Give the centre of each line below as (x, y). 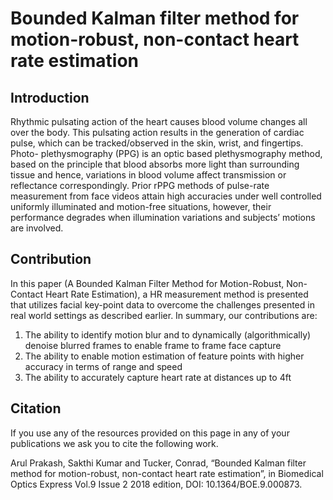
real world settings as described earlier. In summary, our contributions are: (164, 315)
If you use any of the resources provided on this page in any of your (150, 433)
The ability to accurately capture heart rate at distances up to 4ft (158, 377)
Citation (36, 408)
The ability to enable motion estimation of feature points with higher (164, 356)
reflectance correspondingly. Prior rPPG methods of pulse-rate (140, 185)
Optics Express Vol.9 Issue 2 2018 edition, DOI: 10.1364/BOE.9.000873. (156, 484)
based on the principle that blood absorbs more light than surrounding (155, 164)
